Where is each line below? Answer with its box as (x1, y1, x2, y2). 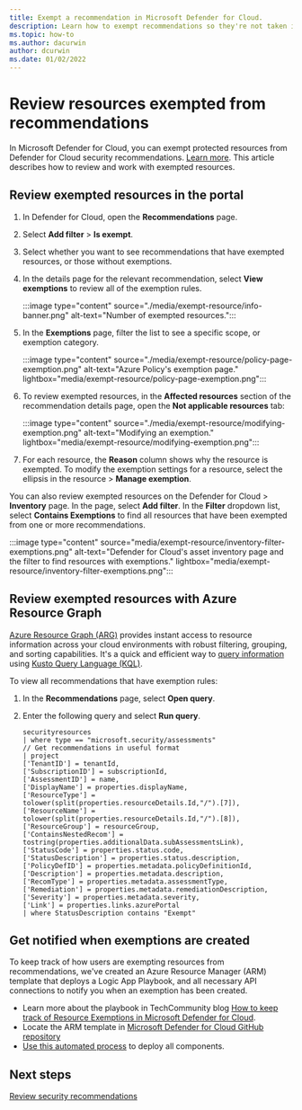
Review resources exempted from (9, 93, 267, 114)
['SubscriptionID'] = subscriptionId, (22, 767, 168, 776)
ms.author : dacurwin (9, 38, 87, 48)
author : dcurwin (9, 47, 70, 56)
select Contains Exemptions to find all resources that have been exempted (9, 510, 288, 520)
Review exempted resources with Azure (9, 591, 237, 607)
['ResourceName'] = (22, 806, 96, 815)
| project (22, 751, 60, 760)
